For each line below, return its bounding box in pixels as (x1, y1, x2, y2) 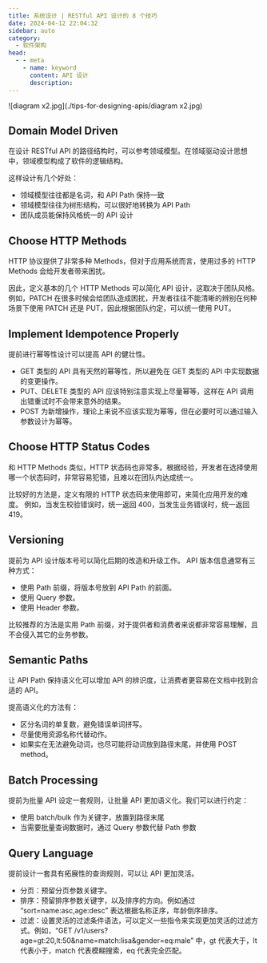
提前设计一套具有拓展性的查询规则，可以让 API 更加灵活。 (8, 868, 199, 878)
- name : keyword (22, 64, 78, 72)
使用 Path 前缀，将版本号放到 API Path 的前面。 (19, 582, 177, 592)
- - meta (15, 57, 45, 65)
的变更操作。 (19, 376, 62, 385)
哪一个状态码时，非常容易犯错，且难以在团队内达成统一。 (8, 472, 197, 481)
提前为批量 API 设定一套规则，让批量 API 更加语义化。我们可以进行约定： (8, 796, 249, 805)
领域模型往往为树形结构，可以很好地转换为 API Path (19, 200, 190, 210)
